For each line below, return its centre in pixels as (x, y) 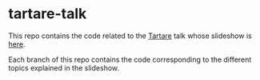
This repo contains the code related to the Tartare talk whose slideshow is (130, 36)
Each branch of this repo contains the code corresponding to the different (130, 59)
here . (17, 44)
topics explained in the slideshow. (64, 67)
